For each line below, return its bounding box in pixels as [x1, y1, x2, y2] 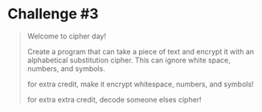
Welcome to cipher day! [27, 31, 106, 41]
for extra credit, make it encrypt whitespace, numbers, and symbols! [27, 79, 254, 89]
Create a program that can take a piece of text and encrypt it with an [27, 46, 255, 56]
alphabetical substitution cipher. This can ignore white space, [27, 55, 231, 65]
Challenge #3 [7, 5, 99, 23]
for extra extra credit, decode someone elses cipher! [27, 94, 202, 104]
